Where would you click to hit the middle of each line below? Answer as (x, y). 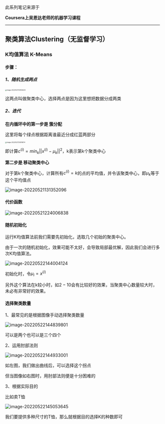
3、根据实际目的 (22, 386)
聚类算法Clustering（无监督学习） (57, 39)
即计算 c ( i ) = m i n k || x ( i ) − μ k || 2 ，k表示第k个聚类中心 (55, 151)
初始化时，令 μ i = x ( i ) (26, 274)
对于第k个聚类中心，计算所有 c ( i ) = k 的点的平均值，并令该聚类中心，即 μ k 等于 (82, 173)
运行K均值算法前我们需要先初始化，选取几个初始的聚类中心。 (67, 237)
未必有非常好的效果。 (27, 291)
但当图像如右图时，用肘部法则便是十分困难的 (50, 376)
